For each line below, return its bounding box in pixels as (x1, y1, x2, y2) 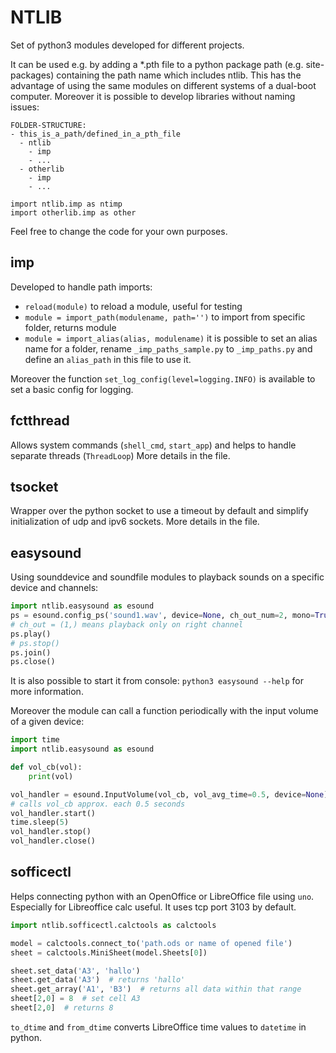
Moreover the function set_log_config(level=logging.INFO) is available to (10, 372, 316, 385)
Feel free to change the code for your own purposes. (10, 225, 228, 237)
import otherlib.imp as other (10, 207, 137, 218)
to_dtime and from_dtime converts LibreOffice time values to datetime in (10, 1021, 307, 1033)
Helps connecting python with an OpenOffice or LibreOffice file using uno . (10, 890, 315, 902)
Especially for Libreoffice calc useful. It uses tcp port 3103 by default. (10, 901, 297, 913)
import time (10, 735, 60, 745)
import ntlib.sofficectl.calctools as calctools (10, 920, 217, 930)
